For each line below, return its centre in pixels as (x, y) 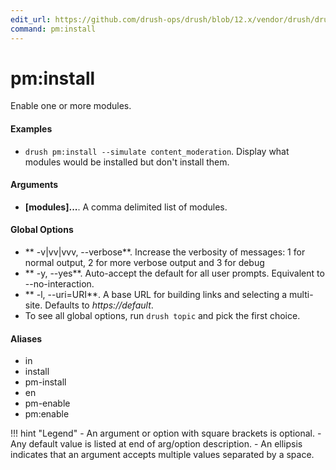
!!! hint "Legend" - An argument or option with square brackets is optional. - (166, 433)
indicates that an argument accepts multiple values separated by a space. (162, 455)
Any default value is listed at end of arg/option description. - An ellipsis (156, 444)
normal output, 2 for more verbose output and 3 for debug (144, 263)
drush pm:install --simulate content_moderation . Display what (157, 151)
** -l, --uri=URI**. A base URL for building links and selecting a (156, 295)
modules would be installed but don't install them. (127, 162)
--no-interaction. (59, 284)
